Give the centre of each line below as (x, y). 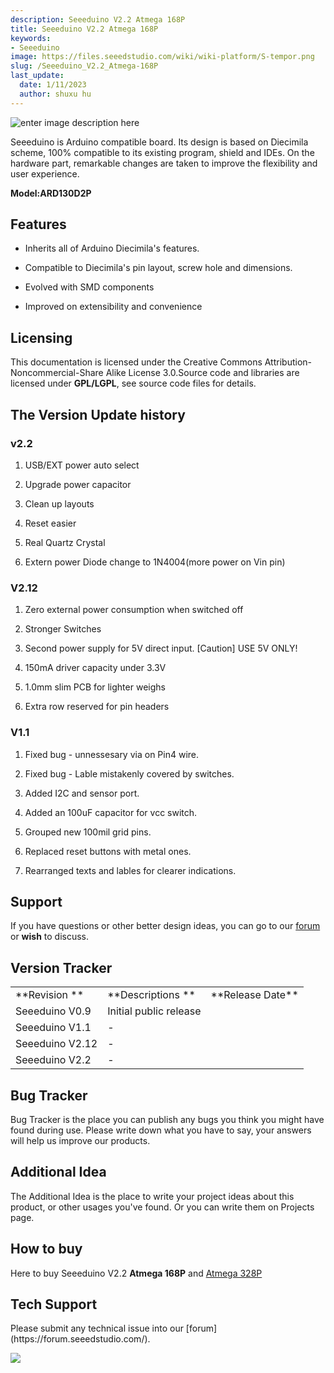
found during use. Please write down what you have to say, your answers (161, 1130)
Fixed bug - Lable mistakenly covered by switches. (129, 773)
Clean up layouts (59, 503)
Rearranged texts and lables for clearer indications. (130, 870)
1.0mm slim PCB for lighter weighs (95, 687)
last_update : (37, 76)
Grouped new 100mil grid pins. (88, 832)
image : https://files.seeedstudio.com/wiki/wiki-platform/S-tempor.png (162, 57)
